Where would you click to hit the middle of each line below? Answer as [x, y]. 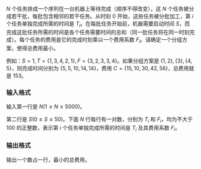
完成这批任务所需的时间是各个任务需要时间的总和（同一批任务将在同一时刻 [98, 32]
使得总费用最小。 [37, 48]
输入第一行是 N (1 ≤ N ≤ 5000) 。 [46, 107]
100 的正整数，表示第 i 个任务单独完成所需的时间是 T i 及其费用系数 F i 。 [93, 128]
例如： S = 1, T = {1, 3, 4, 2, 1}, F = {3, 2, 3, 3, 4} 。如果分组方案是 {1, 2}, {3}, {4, [99, 61]
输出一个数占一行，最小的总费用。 [48, 159]
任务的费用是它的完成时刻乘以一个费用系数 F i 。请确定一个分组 [106, 40]
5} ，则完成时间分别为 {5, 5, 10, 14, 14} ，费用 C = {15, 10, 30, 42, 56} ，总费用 [98, 68]
